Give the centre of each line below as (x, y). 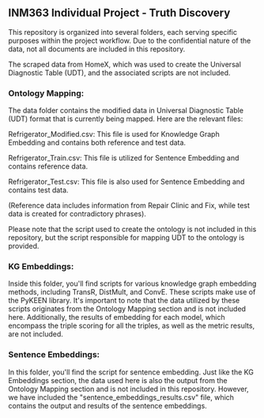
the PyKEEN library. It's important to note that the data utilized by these (124, 301)
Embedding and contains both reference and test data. (97, 142)
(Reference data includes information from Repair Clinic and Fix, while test (129, 206)
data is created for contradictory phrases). (77, 214)
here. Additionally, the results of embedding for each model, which (117, 317)
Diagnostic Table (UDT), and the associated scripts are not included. (119, 72)
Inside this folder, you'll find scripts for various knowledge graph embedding (132, 283)
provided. (24, 246)
